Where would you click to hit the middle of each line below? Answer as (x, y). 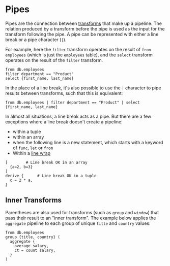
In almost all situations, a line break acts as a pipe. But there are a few (78, 116)
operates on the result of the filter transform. (54, 60)
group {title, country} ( (33, 237)
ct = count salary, (35, 250)
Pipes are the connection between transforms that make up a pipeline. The (83, 23)
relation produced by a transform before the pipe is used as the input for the (85, 28)
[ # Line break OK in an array (46, 162)
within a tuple (27, 131)
